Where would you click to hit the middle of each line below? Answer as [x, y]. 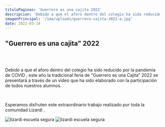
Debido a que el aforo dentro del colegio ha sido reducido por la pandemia [80, 70]
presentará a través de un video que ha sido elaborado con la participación [81, 80]
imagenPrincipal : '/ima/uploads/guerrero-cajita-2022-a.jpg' [69, 19]
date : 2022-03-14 [23, 23]
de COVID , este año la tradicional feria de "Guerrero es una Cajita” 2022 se [82, 75]
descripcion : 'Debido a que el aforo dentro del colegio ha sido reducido [83, 14]
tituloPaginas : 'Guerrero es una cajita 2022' [54, 10]
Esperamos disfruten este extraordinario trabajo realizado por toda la [75, 105]
